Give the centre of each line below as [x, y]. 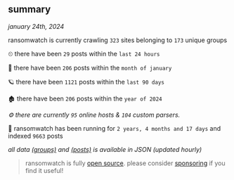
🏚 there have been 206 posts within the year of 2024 [85, 98]
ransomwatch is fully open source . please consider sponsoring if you [125, 163]
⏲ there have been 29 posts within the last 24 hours [84, 53]
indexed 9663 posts [35, 136]
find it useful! [44, 170]
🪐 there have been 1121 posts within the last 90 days [86, 82]
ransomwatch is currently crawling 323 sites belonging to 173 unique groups [118, 40]
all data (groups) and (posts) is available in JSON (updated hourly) [105, 149]
